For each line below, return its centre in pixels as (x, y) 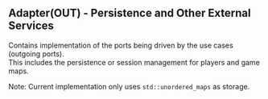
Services (31, 26)
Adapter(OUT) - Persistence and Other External (130, 13)
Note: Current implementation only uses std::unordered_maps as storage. (129, 86)
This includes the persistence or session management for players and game (134, 62)
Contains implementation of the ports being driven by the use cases (121, 45)
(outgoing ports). (36, 54)
